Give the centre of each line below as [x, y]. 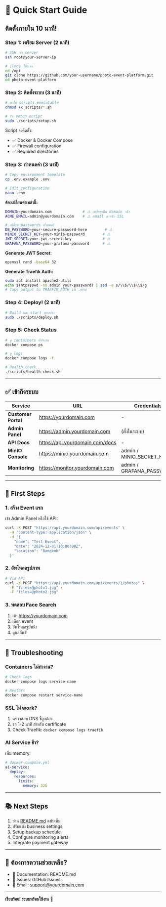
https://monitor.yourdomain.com [76, 468]
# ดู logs [14, 354]
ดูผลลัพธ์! [20, 632]
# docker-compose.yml [27, 763]
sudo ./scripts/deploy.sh [32, 317]
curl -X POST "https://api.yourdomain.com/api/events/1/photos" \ [75, 583]
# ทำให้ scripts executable [32, 103]
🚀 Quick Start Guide [46, 10]
